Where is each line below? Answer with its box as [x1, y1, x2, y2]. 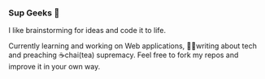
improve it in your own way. [8, 62, 101, 72]
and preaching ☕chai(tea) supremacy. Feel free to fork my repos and [8, 50, 239, 60]
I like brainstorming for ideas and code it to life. [8, 26, 167, 35]
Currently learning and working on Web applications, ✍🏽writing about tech [8, 41, 258, 51]
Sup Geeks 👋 [8, 7, 60, 19]
